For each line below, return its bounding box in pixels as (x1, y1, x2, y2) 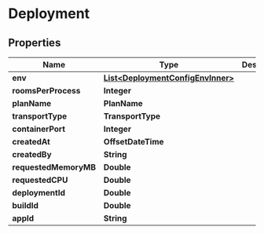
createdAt (12, 137, 51, 147)
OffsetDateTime (103, 137, 164, 147)
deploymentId (12, 188, 65, 198)
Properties (8, 36, 61, 49)
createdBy (12, 149, 53, 159)
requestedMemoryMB (12, 162, 97, 173)
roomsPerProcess (12, 86, 81, 96)
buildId (12, 200, 39, 210)
